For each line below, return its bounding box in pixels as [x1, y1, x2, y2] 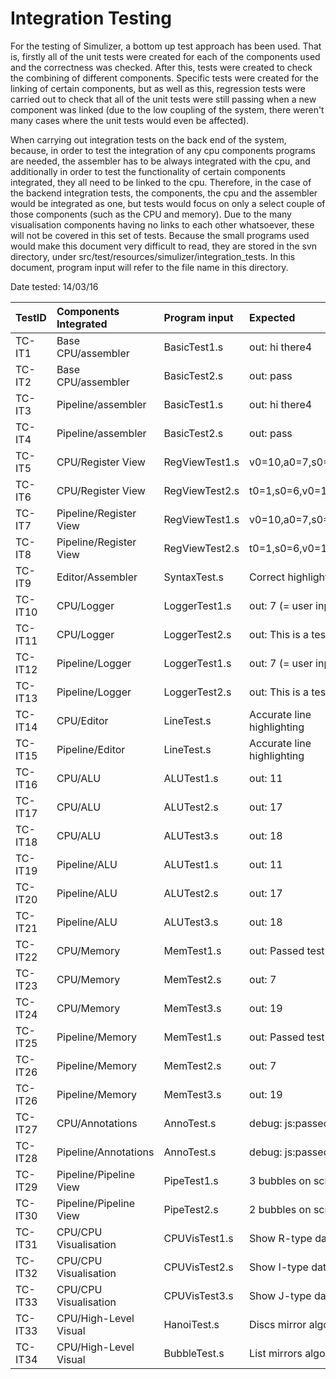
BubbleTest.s [163, 1346, 225, 1360]
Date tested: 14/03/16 [10, 280, 99, 292]
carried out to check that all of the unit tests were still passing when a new [10, 93, 317, 105]
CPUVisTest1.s [163, 1231, 234, 1245]
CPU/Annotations [56, 1116, 138, 1130]
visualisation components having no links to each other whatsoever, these [10, 218, 315, 231]
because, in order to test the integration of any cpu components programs [10, 144, 316, 156]
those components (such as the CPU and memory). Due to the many [10, 208, 292, 220]
